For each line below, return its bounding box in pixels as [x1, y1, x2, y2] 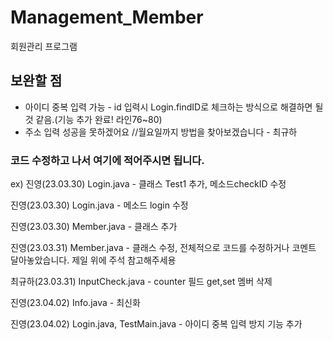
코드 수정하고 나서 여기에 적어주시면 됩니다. [10, 153, 205, 167]
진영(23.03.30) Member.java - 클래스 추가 [10, 221, 178, 233]
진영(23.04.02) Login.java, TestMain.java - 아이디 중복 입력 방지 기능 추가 [10, 318, 303, 330]
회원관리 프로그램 [10, 40, 78, 52]
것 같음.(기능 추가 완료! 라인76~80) [24, 113, 163, 125]
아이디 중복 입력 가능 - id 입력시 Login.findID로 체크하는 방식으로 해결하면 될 [24, 101, 324, 113]
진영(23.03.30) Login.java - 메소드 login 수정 [10, 199, 189, 211]
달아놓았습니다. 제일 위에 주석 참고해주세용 [10, 254, 177, 266]
